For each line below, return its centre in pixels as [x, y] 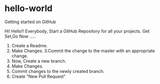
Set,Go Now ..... [20, 36]
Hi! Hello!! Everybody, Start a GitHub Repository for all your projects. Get [77, 31]
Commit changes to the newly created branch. [58, 71]
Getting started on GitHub [30, 22]
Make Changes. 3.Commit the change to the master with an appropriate [83, 51]
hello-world [29, 8]
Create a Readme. [30, 45]
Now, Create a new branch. [39, 61]
